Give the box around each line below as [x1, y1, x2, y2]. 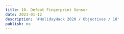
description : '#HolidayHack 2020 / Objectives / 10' [5, 16, 120, 21]
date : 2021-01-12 [5, 12, 42, 17]
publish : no [5, 21, 31, 26]
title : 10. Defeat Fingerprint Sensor [5, 7, 88, 12]
